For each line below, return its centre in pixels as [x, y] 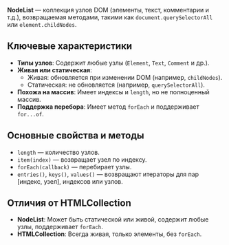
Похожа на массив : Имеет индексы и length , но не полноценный [113, 92]
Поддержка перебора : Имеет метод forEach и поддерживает [108, 107]
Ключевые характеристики [70, 46]
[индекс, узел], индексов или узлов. [70, 181]
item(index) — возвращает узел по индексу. [82, 159]
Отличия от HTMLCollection [69, 203]
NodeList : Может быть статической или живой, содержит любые [113, 220]
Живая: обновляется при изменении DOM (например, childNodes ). [125, 77]
